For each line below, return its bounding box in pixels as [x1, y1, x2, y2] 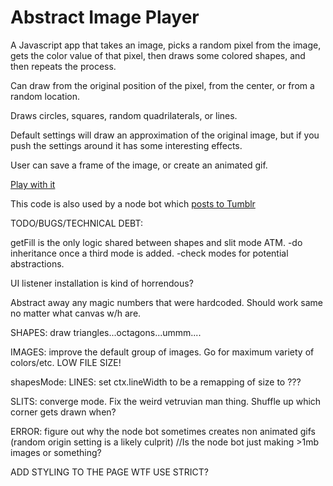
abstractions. [10, 257, 65, 270]
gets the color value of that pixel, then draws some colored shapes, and [10, 49, 306, 61]
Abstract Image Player [10, 6, 200, 29]
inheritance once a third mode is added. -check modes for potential [10, 247, 289, 259]
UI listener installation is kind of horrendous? [10, 277, 194, 289]
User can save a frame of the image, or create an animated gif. [10, 159, 268, 171]
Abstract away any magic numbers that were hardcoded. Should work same [10, 296, 323, 308]
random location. [10, 90, 81, 102]
